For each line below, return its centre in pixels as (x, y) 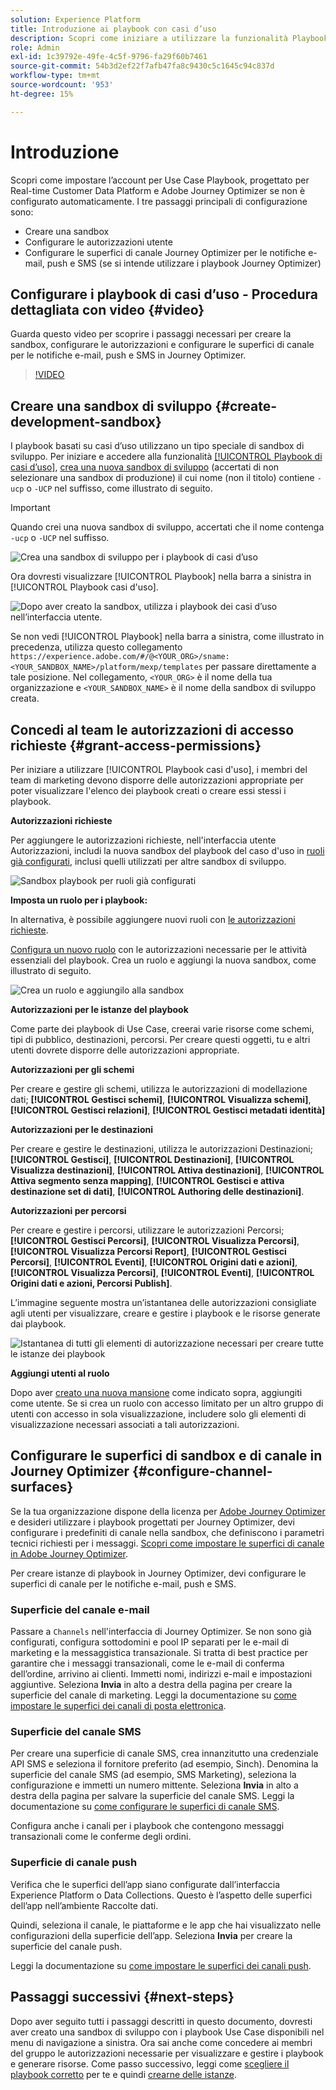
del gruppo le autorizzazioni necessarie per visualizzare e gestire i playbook (167, 2053)
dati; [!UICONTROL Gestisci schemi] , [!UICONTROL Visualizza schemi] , (161, 1099)
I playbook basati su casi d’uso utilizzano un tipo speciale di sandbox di (157, 446)
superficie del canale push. (66, 1946)
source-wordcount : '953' (62, 85)
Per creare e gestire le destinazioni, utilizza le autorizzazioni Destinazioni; (161, 1149)
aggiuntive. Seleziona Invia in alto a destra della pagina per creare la (151, 1685)
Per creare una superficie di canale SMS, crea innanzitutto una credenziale (164, 1753)
